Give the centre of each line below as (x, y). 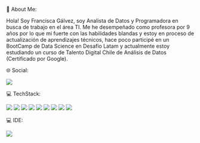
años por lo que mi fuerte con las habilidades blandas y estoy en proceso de (100, 33)
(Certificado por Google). (37, 59)
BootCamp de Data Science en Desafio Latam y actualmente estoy (88, 46)
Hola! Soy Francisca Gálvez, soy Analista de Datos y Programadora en (92, 21)
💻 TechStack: (23, 94)
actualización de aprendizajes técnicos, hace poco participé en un (88, 40)
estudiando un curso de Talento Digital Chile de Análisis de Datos (87, 52)
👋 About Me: (21, 9)
